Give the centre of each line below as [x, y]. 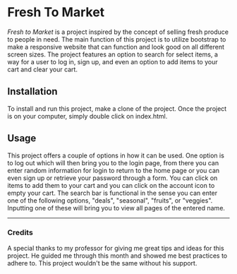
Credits [20, 232]
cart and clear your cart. [42, 69]
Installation [32, 91]
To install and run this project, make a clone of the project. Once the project [117, 108]
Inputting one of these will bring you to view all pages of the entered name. [116, 208]
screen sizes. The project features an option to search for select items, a [113, 54]
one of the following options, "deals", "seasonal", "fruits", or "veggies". [110, 200]
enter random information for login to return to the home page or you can [114, 170]
